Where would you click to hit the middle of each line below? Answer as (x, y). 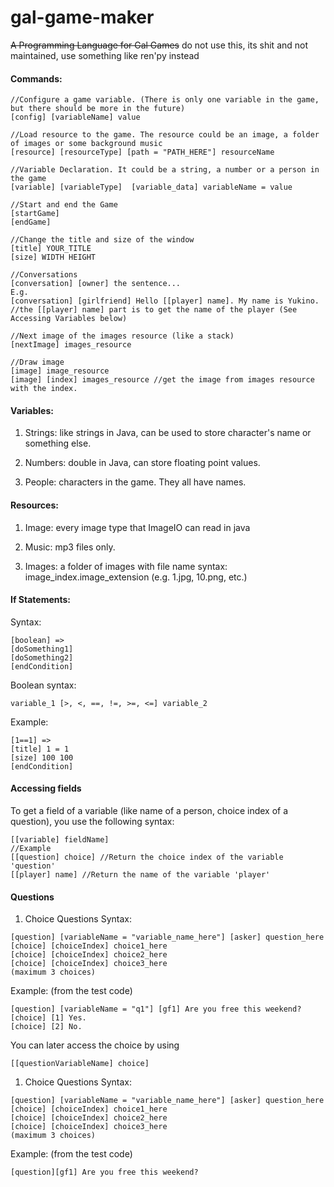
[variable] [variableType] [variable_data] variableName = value (151, 187)
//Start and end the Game (64, 205)
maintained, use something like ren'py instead (105, 55)
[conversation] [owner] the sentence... (96, 284)
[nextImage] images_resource (71, 345)
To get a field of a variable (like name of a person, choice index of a (149, 810)
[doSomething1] (42, 649)
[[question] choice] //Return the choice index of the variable (147, 857)
